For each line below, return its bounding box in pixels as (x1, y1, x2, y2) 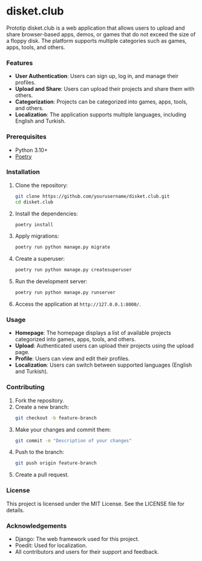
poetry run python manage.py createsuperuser (15, 267, 132, 273)
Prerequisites (6, 133, 47, 141)
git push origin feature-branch (15, 460, 97, 467)
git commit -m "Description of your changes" (15, 438, 132, 444)
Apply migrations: (15, 232, 59, 240)
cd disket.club (15, 198, 54, 205)
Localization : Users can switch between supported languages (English (15, 361, 192, 369)
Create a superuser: (15, 255, 65, 263)
